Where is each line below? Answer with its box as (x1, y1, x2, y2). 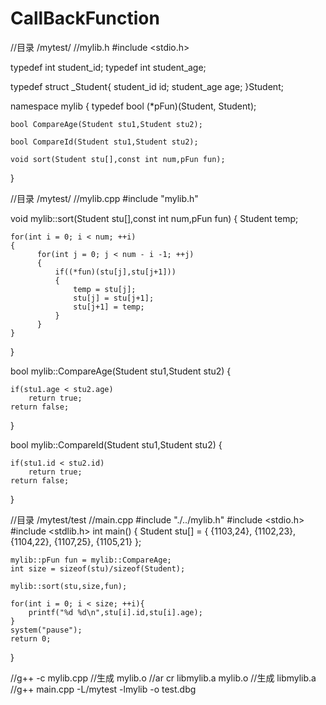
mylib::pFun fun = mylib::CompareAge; (10, 555, 172, 565)
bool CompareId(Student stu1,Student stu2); (10, 137, 199, 147)
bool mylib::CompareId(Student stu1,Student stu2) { (10, 438, 223, 451)
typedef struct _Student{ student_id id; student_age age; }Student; (10, 80, 284, 92)
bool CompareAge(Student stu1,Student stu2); (10, 119, 203, 129)
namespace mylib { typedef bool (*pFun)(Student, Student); (10, 100, 257, 112)
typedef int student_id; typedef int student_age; (10, 61, 207, 73)
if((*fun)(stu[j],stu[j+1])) (54, 267, 177, 277)
